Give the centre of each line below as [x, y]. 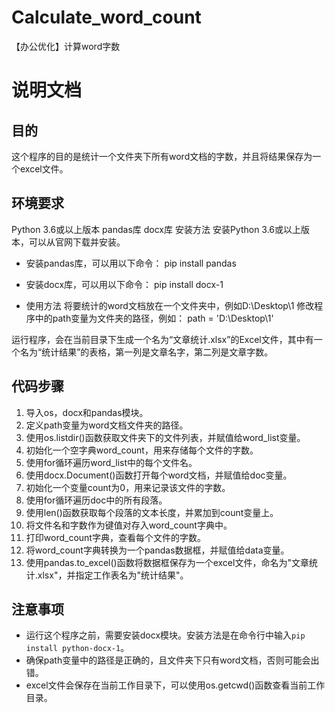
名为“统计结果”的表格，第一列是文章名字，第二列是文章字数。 [146, 352]
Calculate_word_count [106, 17]
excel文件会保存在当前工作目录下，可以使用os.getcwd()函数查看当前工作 [175, 685]
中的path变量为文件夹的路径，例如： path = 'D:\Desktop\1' [154, 318]
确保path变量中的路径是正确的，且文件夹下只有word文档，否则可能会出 [172, 660]
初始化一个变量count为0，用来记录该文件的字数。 [128, 487]
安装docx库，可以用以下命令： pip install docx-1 [124, 284]
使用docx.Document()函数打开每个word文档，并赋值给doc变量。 [159, 475]
